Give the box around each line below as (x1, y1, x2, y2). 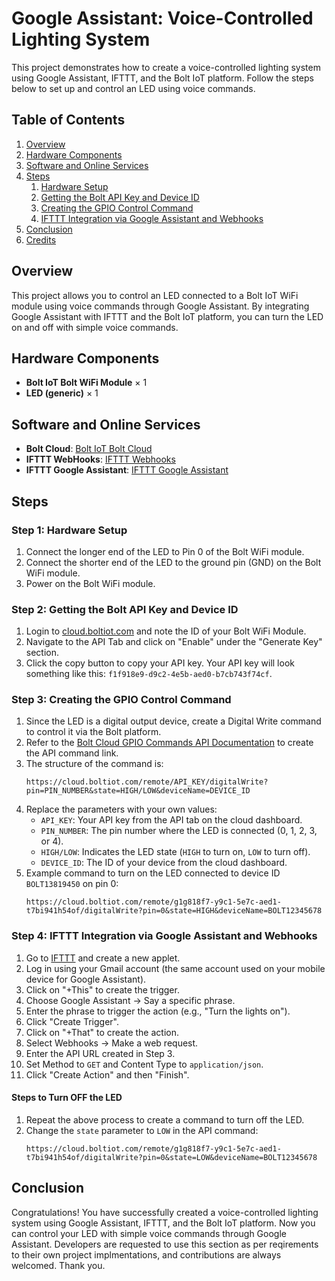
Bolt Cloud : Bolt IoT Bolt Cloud (25, 443, 153, 455)
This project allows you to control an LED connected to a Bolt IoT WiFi (11, 289, 299, 301)
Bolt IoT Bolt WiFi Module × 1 (25, 377, 148, 389)
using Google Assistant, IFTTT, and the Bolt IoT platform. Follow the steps (11, 72, 314, 84)
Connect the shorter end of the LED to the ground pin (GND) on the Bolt (25, 556, 322, 568)
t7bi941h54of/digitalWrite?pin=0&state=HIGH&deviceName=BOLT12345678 (25, 906, 323, 916)
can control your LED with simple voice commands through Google (11, 1227, 287, 1239)
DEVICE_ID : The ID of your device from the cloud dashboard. (40, 857, 288, 869)
